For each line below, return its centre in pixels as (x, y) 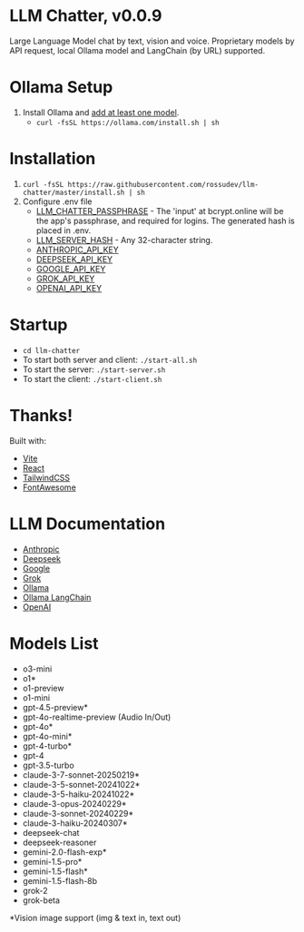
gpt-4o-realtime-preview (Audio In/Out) (97, 717)
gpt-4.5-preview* (55, 707)
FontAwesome (49, 487)
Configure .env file (57, 201)
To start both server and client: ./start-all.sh (110, 359)
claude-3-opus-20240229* (74, 803)
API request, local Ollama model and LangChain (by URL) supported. (137, 50)
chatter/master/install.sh (74, 192)
